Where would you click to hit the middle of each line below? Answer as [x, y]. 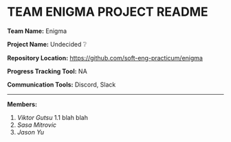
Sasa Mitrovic [37, 125]
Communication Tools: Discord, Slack [62, 84]
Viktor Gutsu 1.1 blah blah [52, 117]
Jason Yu [31, 132]
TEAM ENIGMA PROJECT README [108, 12]
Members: [22, 104]
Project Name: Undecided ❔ [47, 44]
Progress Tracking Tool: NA [47, 71]
